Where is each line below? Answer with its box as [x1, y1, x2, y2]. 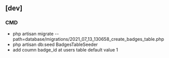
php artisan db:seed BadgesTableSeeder [12, 41, 98, 47]
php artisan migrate [12, 30, 54, 37]
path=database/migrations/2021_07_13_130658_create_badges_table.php [12, 36, 164, 42]
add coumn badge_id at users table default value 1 [12, 46, 118, 52]
